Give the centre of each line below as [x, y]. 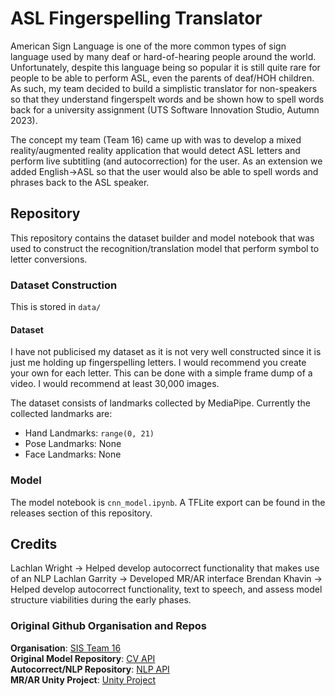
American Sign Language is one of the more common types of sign [148, 46]
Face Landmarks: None [73, 454]
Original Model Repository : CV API [83, 658]
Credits [34, 543]
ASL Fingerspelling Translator [136, 18]
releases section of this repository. [81, 513]
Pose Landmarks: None [73, 444]
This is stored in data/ [56, 307]
